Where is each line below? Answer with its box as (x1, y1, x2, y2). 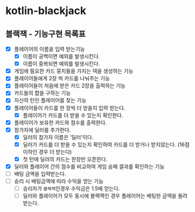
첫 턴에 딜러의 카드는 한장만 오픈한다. (22, 155, 108, 162)
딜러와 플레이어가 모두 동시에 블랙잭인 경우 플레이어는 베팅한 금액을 (22, 192, 177, 200)
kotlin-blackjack (5, 4, 86, 18)
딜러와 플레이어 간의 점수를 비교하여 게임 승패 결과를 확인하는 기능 (14, 163, 165, 170)
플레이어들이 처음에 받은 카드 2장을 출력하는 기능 (14, 82, 126, 89)
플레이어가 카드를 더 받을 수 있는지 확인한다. (22, 111, 123, 118)
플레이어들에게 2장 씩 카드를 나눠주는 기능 (14, 75, 110, 82)
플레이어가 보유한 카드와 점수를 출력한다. (14, 119, 107, 126)
